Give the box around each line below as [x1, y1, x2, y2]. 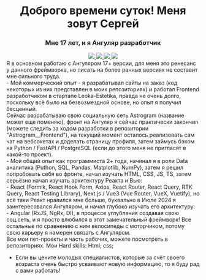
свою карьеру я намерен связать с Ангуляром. [6, 229, 131, 236]
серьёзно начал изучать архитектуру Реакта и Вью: [6, 177, 143, 184]
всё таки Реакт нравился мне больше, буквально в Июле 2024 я [6, 197, 177, 204]
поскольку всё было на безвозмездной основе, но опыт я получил [6, 99, 181, 106]
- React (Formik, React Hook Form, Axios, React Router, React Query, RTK [6, 183, 193, 191]
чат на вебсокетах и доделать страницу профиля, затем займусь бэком [6, 138, 195, 145]
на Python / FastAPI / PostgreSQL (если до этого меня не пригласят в [6, 145, 186, 152]
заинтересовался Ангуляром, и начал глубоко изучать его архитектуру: [6, 203, 196, 210]
